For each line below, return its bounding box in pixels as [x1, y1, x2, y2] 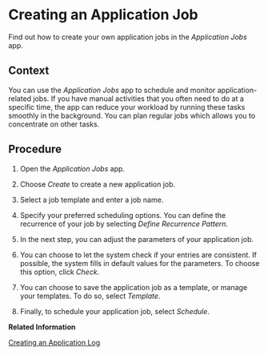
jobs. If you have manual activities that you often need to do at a [33, 94, 244, 103]
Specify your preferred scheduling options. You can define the [19, 210, 226, 220]
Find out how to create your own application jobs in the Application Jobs [8, 32, 248, 42]
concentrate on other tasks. [8, 119, 100, 129]
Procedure [8, 143, 62, 156]
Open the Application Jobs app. [19, 163, 126, 173]
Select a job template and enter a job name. [19, 195, 164, 204]
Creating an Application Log [8, 337, 101, 347]
